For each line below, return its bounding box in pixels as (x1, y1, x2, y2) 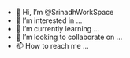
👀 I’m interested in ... (15, 16, 83, 25)
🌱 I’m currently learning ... (15, 24, 100, 33)
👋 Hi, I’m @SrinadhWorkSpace (15, 8, 114, 16)
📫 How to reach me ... (15, 42, 89, 50)
